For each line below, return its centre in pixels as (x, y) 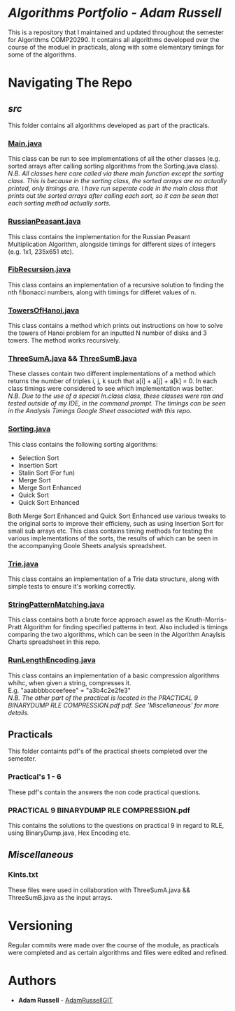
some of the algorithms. (42, 55)
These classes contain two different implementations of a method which (112, 374)
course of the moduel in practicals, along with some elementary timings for (116, 47)
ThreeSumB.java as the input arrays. (60, 897)
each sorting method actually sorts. (59, 203)
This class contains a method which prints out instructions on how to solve (115, 326)
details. (19, 712)
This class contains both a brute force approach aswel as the (96, 619)
